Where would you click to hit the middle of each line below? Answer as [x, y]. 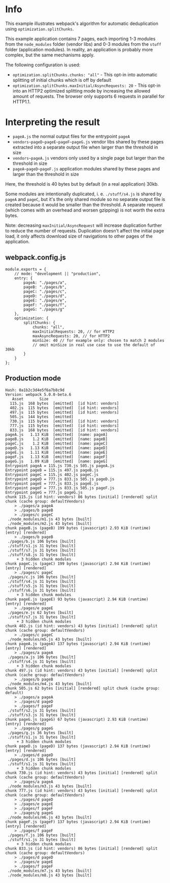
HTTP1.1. [22, 101]
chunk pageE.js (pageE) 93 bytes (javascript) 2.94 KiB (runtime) [77, 599]
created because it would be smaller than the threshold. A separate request [84, 204]
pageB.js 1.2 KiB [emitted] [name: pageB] [57, 439]
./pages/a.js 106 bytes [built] [42, 657]
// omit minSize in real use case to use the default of [94, 345]
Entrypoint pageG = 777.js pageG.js [44, 492]
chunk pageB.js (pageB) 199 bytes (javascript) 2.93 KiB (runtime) [78, 528]
